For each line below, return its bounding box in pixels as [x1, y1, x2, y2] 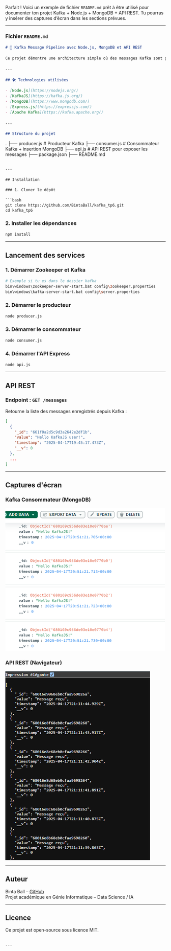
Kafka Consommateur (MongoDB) [5, 496, 91, 503]
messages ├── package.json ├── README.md [5, 151, 105, 157]
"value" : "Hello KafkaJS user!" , [14, 435, 85, 440]
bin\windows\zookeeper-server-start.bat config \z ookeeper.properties [5, 284, 156, 289]
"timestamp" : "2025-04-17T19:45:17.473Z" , [14, 440, 106, 445]
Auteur [5, 875, 28, 884]
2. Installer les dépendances [5, 220, 77, 227]
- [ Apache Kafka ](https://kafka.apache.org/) [5, 109, 103, 115]
